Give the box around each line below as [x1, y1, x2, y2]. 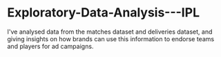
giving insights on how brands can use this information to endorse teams [7, 34, 215, 43]
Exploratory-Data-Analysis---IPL [7, 5, 200, 21]
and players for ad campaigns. [7, 42, 94, 50]
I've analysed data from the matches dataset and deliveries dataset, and [7, 27, 213, 36]
